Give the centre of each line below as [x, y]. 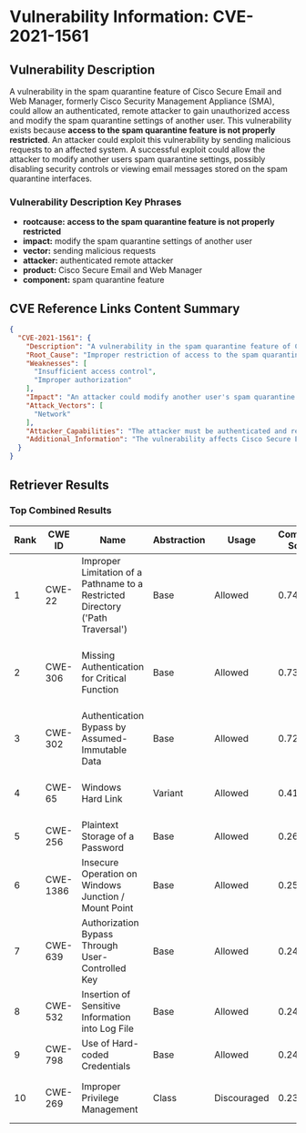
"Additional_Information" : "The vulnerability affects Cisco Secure [158, 440]
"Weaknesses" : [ [57, 363]
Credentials [106, 1066]
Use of [96, 1043]
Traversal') [104, 629]
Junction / [103, 896]
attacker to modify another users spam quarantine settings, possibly [138, 159]
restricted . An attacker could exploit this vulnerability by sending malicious [150, 140]
